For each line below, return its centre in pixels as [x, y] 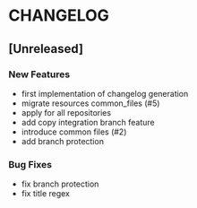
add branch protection [63, 141]
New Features [39, 74]
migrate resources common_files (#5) [90, 103]
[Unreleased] [46, 49]
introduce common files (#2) [74, 132]
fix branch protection [60, 184]
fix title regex [46, 194]
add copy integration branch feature [88, 122]
